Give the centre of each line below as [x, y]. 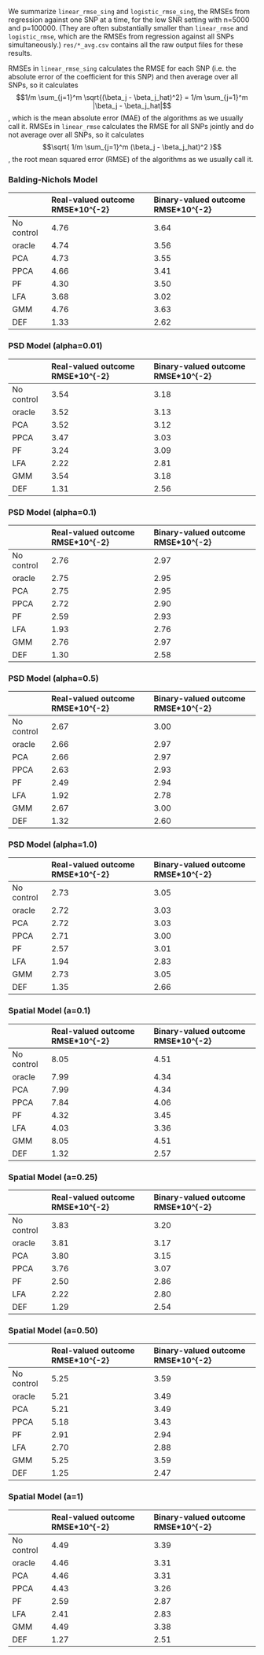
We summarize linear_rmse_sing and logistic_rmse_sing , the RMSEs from [129, 11]
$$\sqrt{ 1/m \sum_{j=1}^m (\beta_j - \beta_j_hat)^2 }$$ [132, 147]
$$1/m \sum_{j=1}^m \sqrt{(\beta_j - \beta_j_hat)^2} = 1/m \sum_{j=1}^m [132, 97]
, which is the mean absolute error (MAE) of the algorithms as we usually [126, 118]
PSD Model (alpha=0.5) [54, 678]
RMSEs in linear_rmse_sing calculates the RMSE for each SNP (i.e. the [123, 68]
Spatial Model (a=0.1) [49, 1011]
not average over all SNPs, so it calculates [76, 134]
